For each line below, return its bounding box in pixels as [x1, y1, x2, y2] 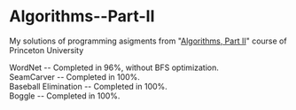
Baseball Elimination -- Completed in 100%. [9, 81, 168, 91]
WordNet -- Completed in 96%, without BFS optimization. [9, 62, 220, 73]
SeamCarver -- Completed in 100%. [9, 71, 140, 82]
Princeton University [9, 44, 84, 55]
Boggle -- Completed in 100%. [9, 90, 121, 101]
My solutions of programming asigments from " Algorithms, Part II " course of [9, 35, 287, 46]
